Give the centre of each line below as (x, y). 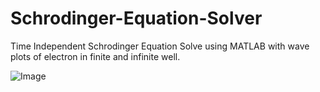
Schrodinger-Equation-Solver (136, 18)
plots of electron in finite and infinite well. (95, 56)
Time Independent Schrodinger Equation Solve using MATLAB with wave (160, 46)
